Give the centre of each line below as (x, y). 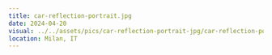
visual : (21, 31)
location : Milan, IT (43, 38)
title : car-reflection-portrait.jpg (70, 16)
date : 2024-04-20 (38, 23)
